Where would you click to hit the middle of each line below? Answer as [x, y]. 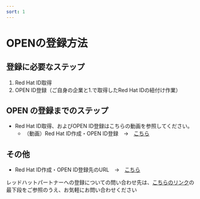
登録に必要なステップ [45, 67]
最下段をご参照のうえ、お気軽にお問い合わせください [72, 190]
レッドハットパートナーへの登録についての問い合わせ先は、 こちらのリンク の [100, 182]
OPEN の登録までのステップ [57, 111]
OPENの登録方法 [47, 43]
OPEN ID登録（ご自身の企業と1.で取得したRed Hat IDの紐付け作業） [98, 90]
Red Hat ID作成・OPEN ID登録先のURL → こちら [78, 170]
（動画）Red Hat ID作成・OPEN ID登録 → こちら [87, 134]
